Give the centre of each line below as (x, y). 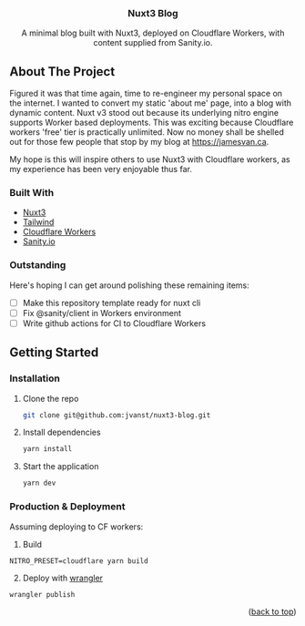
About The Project (62, 72)
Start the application (61, 467)
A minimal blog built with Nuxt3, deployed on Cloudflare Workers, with (153, 33)
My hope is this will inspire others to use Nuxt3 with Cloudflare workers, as (150, 159)
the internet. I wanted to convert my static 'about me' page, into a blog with (151, 103)
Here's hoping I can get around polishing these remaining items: (130, 285)
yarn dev (39, 483)
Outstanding (38, 265)
